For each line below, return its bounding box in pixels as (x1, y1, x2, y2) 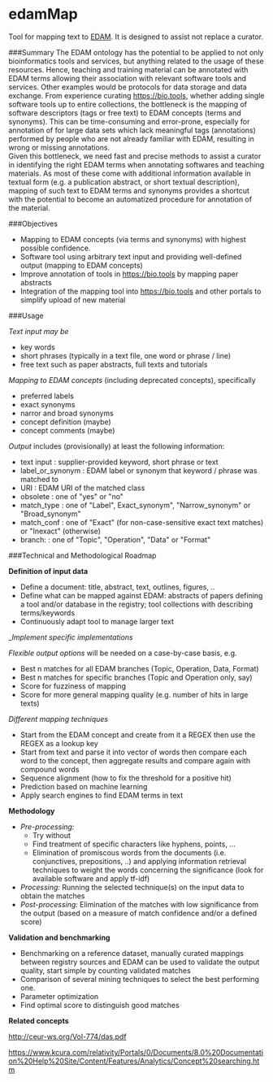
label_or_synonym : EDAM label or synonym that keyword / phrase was (19, 465, 258, 476)
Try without (32, 830, 71, 840)
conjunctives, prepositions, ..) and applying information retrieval (32, 856, 246, 866)
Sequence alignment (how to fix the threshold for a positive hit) (19, 773, 232, 783)
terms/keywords (19, 607, 76, 618)
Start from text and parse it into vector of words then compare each (19, 747, 248, 757)
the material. (8, 202, 50, 212)
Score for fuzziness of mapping (19, 680, 127, 691)
